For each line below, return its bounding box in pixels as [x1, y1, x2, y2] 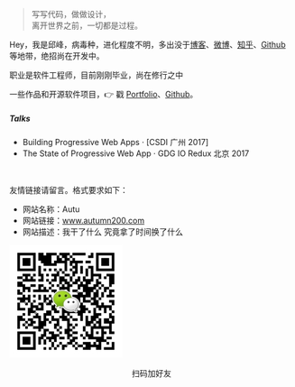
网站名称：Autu [22, 203, 80, 215]
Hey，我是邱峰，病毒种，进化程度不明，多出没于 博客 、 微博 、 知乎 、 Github [9, 40, 286, 50]
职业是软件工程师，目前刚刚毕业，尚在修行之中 [9, 69, 183, 80]
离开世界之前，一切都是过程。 [31, 20, 143, 31]
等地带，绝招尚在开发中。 [9, 51, 105, 61]
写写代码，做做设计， [31, 9, 111, 19]
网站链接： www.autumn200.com [22, 215, 145, 226]
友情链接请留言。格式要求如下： [9, 184, 128, 195]
